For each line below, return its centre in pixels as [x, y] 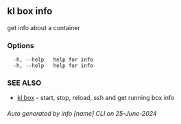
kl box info [30, 11]
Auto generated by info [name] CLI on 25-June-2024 [82, 113]
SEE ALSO [24, 83]
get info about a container [44, 27]
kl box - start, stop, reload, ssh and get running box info [96, 98]
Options [21, 45]
